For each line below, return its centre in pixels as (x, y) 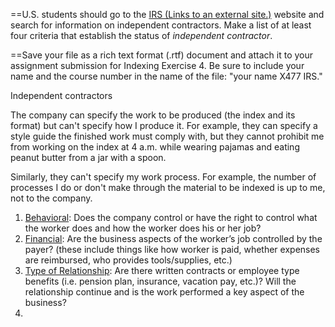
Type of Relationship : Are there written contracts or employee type (162, 270)
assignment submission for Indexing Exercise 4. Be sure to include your (157, 65)
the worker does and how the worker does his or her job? (143, 228)
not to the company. (51, 198)
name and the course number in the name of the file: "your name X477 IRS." (166, 76)
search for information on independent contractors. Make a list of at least (161, 25)
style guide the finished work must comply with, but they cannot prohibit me (167, 136)
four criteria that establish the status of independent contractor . (141, 35)
